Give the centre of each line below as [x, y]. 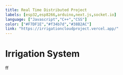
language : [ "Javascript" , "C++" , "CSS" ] [46, 19]
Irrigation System [43, 54]
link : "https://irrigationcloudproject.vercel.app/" [62, 29]
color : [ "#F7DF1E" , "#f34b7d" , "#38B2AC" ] [49, 24]
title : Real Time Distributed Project [46, 10]
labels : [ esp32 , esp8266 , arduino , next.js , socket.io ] [61, 15]
